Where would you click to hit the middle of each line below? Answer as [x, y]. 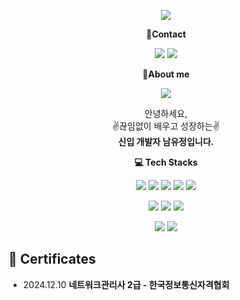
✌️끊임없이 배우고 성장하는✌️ [166, 126]
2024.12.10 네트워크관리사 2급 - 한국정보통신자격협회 [126, 284]
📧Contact [166, 34]
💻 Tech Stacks [166, 162]
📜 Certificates [52, 259]
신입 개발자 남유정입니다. [166, 141]
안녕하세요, [166, 113]
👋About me [166, 74]
